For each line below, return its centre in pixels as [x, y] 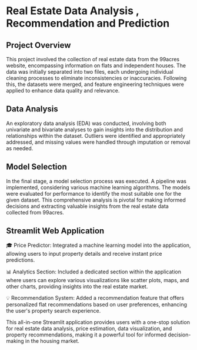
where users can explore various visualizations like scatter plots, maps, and [98, 280]
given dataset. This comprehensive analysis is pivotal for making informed [96, 200]
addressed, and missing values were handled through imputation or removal [98, 142]
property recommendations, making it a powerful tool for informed [86, 335]
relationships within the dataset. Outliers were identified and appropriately [96, 136]
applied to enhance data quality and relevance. [63, 90]
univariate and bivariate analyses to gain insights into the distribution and [95, 129]
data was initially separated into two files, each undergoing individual [90, 72]
